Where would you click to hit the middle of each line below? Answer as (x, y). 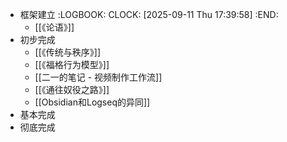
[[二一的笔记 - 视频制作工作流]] (98, 77)
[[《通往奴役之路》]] (72, 89)
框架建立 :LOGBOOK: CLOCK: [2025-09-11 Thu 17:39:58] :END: (149, 14)
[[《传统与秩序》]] (68, 52)
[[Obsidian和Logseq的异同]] (92, 102)
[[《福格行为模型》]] (72, 64)
